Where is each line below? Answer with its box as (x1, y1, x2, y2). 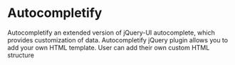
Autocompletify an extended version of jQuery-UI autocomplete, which (7, 28, 216, 37)
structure (7, 51, 34, 59)
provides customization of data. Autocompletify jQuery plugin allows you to (7, 35, 229, 44)
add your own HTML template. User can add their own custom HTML (7, 43, 210, 52)
